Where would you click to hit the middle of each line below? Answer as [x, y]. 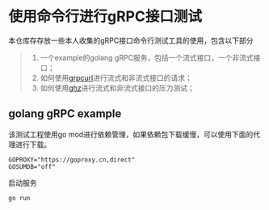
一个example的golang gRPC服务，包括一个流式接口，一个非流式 [147, 57]
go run [19, 198]
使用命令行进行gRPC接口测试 [105, 17]
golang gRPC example [65, 114]
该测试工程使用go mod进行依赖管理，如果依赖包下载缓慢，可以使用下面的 [131, 134]
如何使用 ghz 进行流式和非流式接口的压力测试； [118, 88]
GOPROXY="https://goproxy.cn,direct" [72, 160]
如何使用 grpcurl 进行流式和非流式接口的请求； [116, 78]
